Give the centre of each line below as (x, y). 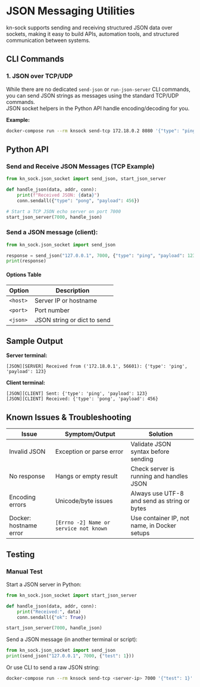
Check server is (152, 469)
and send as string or (160, 501)
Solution (161, 434)
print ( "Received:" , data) (49, 612)
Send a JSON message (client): (52, 233)
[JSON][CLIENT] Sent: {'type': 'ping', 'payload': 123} (77, 394)
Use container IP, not (160, 518)
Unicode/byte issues (84, 501)
